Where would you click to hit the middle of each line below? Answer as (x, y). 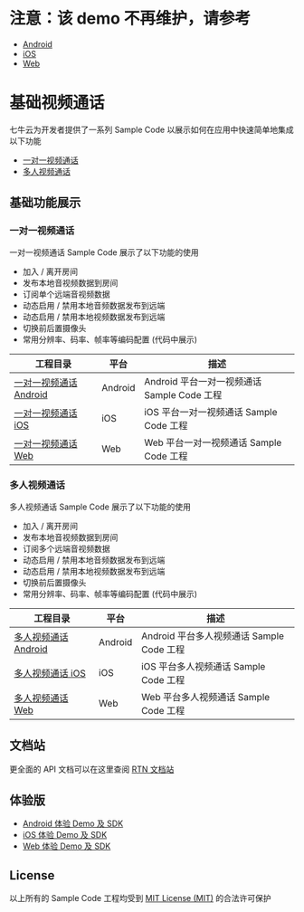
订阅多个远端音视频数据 (66, 548)
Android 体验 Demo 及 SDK (73, 823)
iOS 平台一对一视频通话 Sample (211, 412)
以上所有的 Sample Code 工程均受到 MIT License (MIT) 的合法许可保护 (140, 898)
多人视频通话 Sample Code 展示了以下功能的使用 (100, 507)
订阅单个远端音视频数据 (66, 294)
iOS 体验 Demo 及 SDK (65, 835)
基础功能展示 (45, 203)
